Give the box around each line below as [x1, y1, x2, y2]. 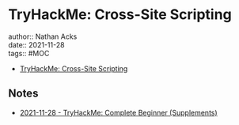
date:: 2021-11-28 [8, 40, 65, 49]
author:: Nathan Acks [8, 32, 78, 41]
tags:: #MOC [8, 48, 50, 58]
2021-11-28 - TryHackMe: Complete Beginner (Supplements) [19, 108, 218, 117]
